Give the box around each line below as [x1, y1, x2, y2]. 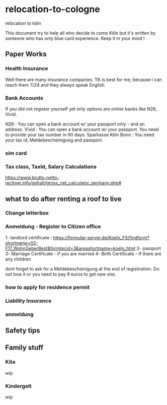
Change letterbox [5, 210, 49, 217]
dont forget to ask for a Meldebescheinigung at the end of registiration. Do [5, 265, 159, 272]
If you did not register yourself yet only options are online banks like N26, [5, 106, 157, 112]
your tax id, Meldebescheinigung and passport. [5, 137, 103, 143]
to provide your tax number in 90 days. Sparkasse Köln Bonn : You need [5, 131, 154, 138]
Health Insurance [5, 65, 49, 72]
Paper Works [5, 50, 47, 58]
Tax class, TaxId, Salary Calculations [5, 163, 97, 170]
